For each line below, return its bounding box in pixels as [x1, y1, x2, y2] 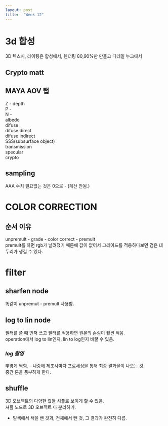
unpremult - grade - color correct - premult [5, 236, 95, 242]
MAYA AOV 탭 [5, 87, 50, 95]
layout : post [5, 7, 33, 13]
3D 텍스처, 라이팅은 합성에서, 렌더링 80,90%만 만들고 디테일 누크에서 [5, 53, 143, 59]
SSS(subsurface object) [5, 138, 55, 144]
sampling [5, 169, 35, 178]
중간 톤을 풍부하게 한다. [5, 369, 52, 375]
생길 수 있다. [18, 249, 43, 255]
